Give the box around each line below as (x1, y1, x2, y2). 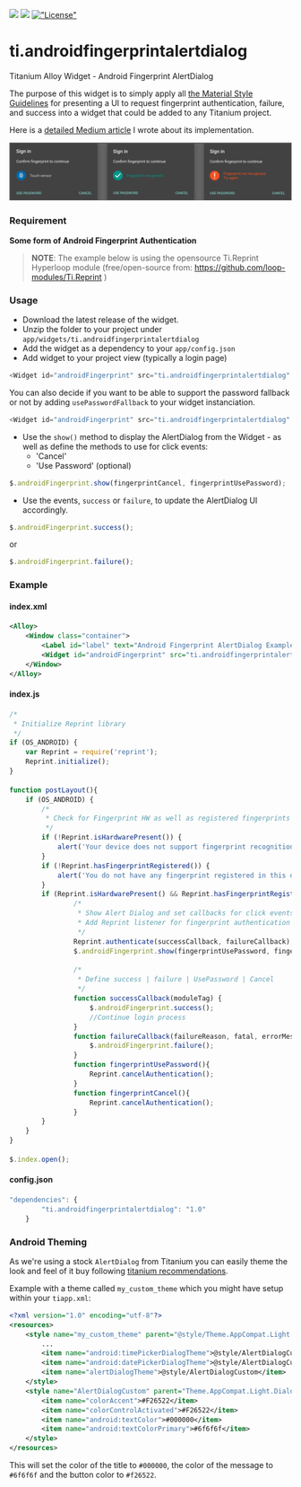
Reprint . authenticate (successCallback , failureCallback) (73, 937, 291, 946)
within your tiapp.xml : (9, 1292, 91, 1303)
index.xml (9, 601, 47, 612)
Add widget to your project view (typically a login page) (21, 352, 228, 363)
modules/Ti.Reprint (30, 271, 102, 282)
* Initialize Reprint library (13, 719, 126, 728)
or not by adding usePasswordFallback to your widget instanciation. (9, 396, 255, 408)
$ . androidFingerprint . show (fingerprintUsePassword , (73, 946, 271, 955)
